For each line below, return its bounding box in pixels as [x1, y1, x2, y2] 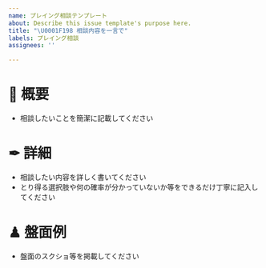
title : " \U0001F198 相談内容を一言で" [8, 26, 128, 34]
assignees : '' [8, 42, 56, 50]
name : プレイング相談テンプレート [8, 11, 108, 20]
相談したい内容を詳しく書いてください [19, 173, 147, 182]
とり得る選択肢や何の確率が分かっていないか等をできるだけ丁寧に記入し [19, 182, 259, 192]
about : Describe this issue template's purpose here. [8, 19, 192, 27]
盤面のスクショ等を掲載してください [19, 251, 139, 261]
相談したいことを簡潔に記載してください [19, 114, 154, 123]
